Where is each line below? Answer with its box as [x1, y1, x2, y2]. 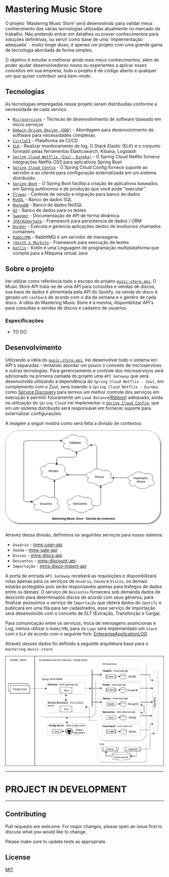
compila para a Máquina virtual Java [12, 250, 88, 256]
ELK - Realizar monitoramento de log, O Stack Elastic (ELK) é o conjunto [12, 143, 161, 149]
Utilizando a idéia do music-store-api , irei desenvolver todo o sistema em [5, 357, 157, 363]
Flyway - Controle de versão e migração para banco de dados [12, 191, 140, 197]
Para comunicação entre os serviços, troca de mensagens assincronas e [5, 620, 156, 626]
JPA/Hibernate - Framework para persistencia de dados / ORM [12, 218, 142, 224]
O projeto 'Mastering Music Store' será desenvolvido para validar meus [5, 20, 153, 26]
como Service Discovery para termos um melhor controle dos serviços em [5, 389, 159, 395]
